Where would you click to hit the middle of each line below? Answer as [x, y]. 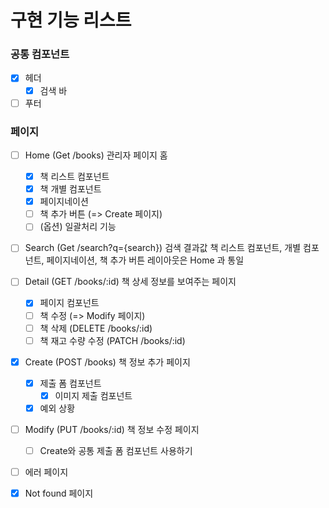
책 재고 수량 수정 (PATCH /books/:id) [112, 340]
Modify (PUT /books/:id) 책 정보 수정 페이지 [112, 429]
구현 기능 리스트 [71, 20]
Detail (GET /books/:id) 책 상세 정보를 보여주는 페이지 [130, 282]
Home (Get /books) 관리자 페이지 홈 [96, 155]
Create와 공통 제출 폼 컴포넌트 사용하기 [116, 451]
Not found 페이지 [59, 493]
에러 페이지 [46, 472]
